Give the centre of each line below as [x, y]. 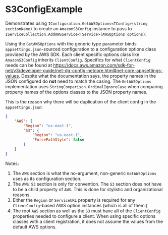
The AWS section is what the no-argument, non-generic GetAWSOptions [85, 173]
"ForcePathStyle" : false [58, 140]
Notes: [12, 163]
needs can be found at [29, 65]
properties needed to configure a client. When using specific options [84, 216]
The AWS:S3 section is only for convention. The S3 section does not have [87, 184]
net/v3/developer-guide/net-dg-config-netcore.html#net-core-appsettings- [84, 70]
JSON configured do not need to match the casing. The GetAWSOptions [78, 81]
